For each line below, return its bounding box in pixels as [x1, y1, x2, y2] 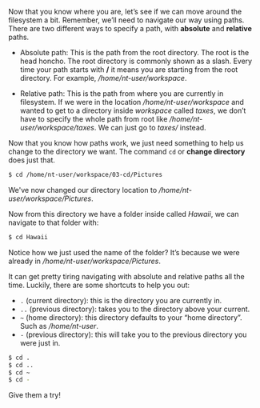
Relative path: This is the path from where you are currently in [19, 89, 224, 98]
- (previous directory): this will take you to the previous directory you [19, 330, 247, 339]
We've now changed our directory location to [8, 185, 158, 194]
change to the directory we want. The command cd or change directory [8, 147, 246, 156]
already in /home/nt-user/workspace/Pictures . [8, 256, 162, 266]
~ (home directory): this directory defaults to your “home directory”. [19, 312, 242, 322]
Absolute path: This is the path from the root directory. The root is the [19, 48, 250, 57]
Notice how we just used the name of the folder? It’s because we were [8, 247, 240, 257]
